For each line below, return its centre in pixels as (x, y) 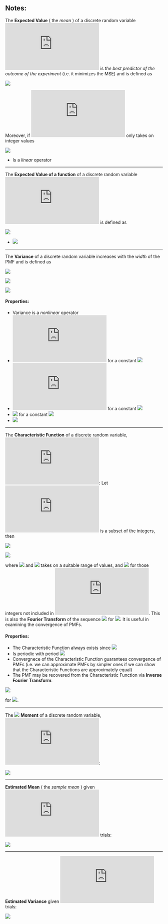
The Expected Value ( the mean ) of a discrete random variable (70, 20)
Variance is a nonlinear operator (45, 313)
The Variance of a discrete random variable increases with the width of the (82, 256)
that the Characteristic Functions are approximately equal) (72, 670)
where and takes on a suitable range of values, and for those (77, 565)
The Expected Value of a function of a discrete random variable (71, 174)
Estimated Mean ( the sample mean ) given (50, 787)
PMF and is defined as (28, 262)
